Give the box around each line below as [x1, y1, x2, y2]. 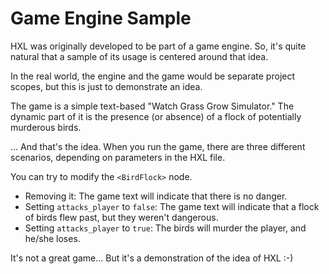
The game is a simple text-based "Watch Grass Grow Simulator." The [10, 100, 295, 112]
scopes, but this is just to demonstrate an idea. [10, 80, 203, 92]
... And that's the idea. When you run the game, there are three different [10, 140, 306, 152]
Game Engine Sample [10, 7, 192, 30]
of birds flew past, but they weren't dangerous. [24, 211, 219, 223]
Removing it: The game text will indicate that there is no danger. [24, 190, 288, 202]
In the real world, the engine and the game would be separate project [10, 70, 296, 82]
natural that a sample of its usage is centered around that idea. [10, 50, 269, 62]
